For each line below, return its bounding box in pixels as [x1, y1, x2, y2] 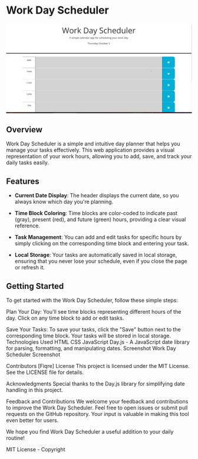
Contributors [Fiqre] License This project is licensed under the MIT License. [6, 363, 190, 370]
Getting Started [6, 281, 64, 291]
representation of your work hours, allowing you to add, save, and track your [6, 153, 192, 160]
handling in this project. [6, 386, 63, 393]
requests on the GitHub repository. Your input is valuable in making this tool [6, 411, 190, 418]
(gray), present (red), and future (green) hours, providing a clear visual [14, 216, 186, 223]
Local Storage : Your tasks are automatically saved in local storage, [14, 252, 177, 259]
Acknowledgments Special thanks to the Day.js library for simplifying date [6, 380, 186, 388]
